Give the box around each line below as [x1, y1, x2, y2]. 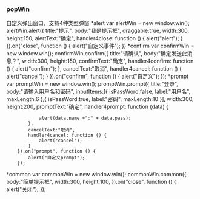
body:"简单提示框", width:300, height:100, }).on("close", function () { [6, 178, 177, 186]
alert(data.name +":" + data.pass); [38, 115, 132, 122]
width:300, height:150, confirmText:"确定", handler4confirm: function [22, 57, 194, 65]
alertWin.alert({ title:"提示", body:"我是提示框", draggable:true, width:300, [6, 27, 190, 35]
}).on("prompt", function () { [17, 148, 96, 155]
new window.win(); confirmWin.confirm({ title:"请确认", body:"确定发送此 [6, 50, 188, 57]
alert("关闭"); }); [6, 186, 47, 193]
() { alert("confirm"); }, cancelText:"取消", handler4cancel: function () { [6, 65, 182, 72]
